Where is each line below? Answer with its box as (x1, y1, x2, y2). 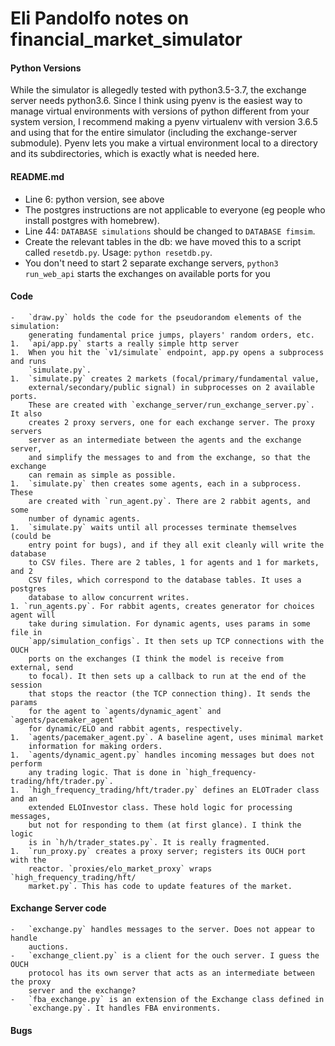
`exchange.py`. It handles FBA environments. (28, 1003, 222, 1013)
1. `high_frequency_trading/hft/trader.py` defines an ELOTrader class (10, 785, 320, 795)
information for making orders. (28, 741, 163, 751)
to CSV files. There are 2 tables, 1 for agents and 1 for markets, (28, 557, 320, 567)
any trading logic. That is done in (28, 767, 182, 777)
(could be (10, 531, 52, 541)
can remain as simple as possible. (28, 470, 177, 480)
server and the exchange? (28, 986, 137, 996)
